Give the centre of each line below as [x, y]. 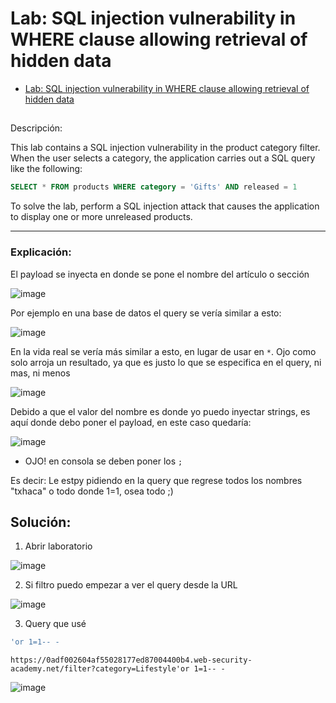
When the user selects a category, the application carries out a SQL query [163, 158]
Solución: [41, 522]
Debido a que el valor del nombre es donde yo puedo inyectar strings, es [160, 411]
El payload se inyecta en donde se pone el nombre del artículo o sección [160, 274]
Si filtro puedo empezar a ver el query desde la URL [131, 585]
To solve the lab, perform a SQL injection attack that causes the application [165, 206]
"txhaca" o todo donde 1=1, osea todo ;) [92, 491]
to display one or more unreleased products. [101, 217]
